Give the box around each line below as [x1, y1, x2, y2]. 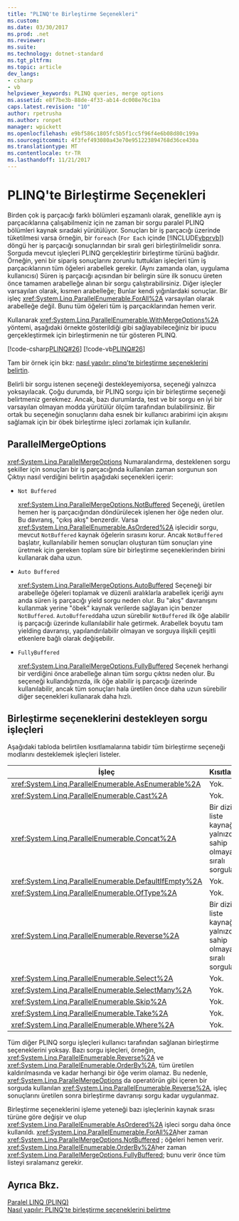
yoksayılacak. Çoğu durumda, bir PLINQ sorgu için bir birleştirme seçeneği [7, 387, 226, 396]
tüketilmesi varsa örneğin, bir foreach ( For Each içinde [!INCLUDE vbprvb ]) [7, 233, 224, 242]
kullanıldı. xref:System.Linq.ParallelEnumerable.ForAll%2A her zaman [7, 1128, 208, 1137]
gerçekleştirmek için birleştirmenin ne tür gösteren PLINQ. [7, 330, 178, 339]
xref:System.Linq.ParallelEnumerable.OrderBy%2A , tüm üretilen [7, 1061, 194, 1070]
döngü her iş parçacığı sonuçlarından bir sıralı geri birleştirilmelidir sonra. [7, 240, 222, 250]
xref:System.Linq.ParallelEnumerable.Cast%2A [11, 791, 168, 801]
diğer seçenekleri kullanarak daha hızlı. [17, 691, 133, 700]
